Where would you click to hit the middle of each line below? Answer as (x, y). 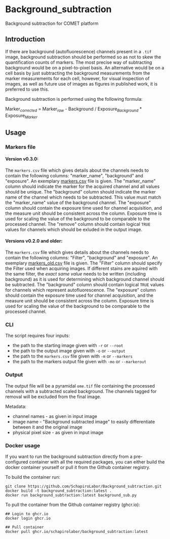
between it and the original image (47, 427)
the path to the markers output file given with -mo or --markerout (79, 362)
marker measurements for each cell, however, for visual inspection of (77, 78)
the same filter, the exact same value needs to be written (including (75, 274)
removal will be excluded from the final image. (53, 397)
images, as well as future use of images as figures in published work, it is (81, 84)
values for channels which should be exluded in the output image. (74, 229)
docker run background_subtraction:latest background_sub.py (71, 495)
